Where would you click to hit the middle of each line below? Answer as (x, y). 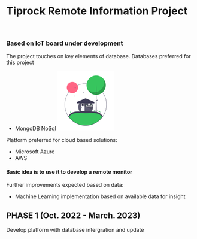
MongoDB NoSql (36, 128)
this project (20, 63)
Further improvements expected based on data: (65, 185)
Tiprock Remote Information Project (97, 11)
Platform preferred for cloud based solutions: (62, 140)
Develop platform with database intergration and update (75, 230)
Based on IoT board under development (65, 43)
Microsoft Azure (35, 152)
